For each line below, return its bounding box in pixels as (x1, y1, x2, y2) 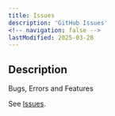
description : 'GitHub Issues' (8, 19, 109, 27)
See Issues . (8, 99, 46, 109)
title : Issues (8, 11, 56, 20)
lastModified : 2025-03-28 (8, 33, 94, 42)
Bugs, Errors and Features (8, 84, 94, 93)
